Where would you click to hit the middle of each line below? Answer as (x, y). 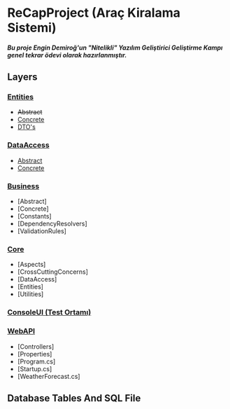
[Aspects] (31, 265)
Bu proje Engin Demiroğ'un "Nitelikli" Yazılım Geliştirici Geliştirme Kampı (115, 48)
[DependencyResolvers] (52, 224)
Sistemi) (32, 28)
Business (23, 186)
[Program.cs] (36, 361)
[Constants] (34, 216)
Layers (22, 77)
